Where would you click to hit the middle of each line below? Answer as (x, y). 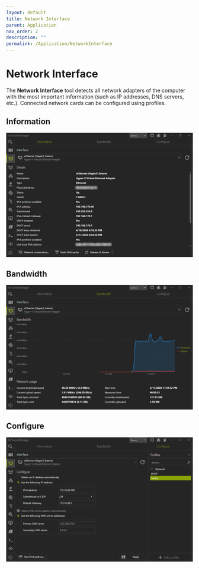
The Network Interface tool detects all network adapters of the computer (96, 90)
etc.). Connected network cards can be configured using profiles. (86, 103)
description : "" (26, 38)
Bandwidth (27, 274)
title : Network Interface (38, 19)
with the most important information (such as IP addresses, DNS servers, (95, 96)
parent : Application (32, 25)
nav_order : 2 (22, 31)
